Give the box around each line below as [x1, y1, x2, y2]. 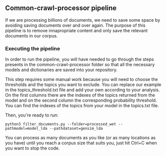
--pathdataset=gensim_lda [49, 126, 103, 131]
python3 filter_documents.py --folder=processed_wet [5, 122, 116, 127]
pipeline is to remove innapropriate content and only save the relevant [5, 27, 148, 34]
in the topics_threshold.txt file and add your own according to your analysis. [5, 87, 160, 93]
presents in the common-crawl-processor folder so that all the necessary [5, 62, 155, 68]
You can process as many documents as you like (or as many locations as [5, 135, 156, 141]
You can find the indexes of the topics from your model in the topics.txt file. [5, 103, 160, 109]
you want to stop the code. [5, 145, 60, 151]
